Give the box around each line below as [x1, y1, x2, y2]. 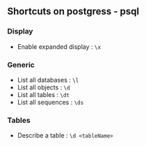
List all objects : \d [17, 83, 71, 92]
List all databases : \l [17, 75, 79, 84]
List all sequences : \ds [17, 98, 84, 106]
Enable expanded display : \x [17, 42, 102, 51]
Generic [7, 59, 35, 69]
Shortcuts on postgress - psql [7, 6, 140, 17]
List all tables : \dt [17, 90, 70, 98]
